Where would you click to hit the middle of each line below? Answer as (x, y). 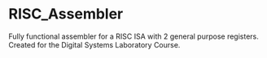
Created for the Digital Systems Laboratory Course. (94, 44)
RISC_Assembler (66, 14)
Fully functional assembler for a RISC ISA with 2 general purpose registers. (133, 36)
